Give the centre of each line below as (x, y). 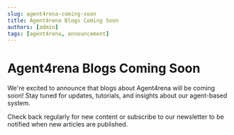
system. (19, 103)
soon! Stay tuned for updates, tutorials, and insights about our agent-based (117, 95)
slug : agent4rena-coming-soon (52, 14)
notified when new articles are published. (68, 124)
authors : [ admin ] (33, 27)
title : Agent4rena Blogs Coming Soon (63, 20)
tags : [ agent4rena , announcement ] (58, 34)
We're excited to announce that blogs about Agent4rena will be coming (111, 88)
